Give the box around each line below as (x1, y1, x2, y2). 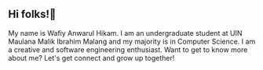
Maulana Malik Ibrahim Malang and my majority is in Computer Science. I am (8, 37, 256, 46)
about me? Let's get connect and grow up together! (8, 53, 175, 62)
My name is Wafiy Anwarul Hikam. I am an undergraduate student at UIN (8, 28, 243, 37)
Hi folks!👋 (8, 8, 57, 21)
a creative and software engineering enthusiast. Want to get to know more (8, 44, 248, 54)
